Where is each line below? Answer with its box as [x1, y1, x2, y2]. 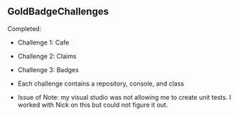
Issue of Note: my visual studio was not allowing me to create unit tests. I [17, 93, 232, 101]
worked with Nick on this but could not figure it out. [17, 100, 168, 109]
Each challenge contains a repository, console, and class [17, 79, 185, 88]
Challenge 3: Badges [17, 65, 80, 74]
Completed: [7, 24, 42, 33]
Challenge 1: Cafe [17, 38, 70, 47]
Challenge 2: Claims [17, 52, 77, 60]
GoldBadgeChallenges [7, 6, 109, 18]
